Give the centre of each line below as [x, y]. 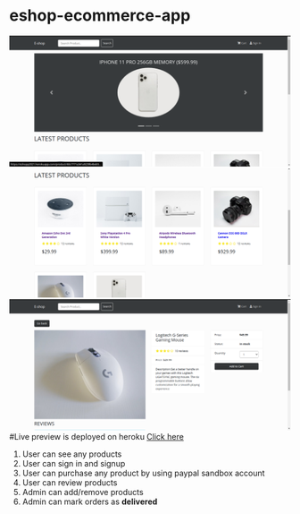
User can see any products [72, 454]
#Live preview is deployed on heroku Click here [97, 436]
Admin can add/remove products [83, 492]
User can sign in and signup [74, 463]
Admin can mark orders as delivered [90, 501]
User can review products [70, 482]
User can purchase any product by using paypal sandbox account [143, 473]
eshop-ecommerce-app [100, 16]
